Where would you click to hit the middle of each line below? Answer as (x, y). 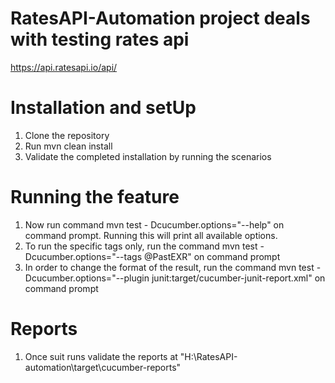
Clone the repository (67, 135)
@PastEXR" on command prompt (212, 256)
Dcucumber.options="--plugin (87, 278)
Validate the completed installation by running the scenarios (148, 156)
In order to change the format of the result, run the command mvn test (169, 267)
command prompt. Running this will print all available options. (151, 235)
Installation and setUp (103, 108)
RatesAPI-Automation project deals (160, 18)
